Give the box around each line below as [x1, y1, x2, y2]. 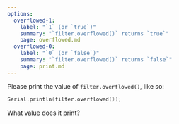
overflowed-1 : [13, 17, 55, 24]
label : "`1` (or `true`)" [20, 23, 97, 30]
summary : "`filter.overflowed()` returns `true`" [20, 30, 170, 37]
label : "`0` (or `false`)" [20, 50, 100, 57]
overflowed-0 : [13, 43, 55, 50]
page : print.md [20, 63, 65, 70]
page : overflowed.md [20, 37, 81, 44]
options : [7, 10, 33, 18]
